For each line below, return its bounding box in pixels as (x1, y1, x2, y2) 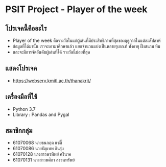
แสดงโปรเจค (5, 64, 37, 73)
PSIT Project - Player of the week (5, 4, 148, 15)
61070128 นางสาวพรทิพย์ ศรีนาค (12, 151, 72, 157)
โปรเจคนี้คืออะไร (5, 24, 47, 33)
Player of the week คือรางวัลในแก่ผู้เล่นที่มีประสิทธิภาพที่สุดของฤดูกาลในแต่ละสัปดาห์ (12, 37, 161, 43)
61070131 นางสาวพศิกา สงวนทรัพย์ (12, 157, 75, 163)
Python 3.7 (12, 106, 36, 112)
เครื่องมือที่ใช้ (5, 92, 37, 101)
